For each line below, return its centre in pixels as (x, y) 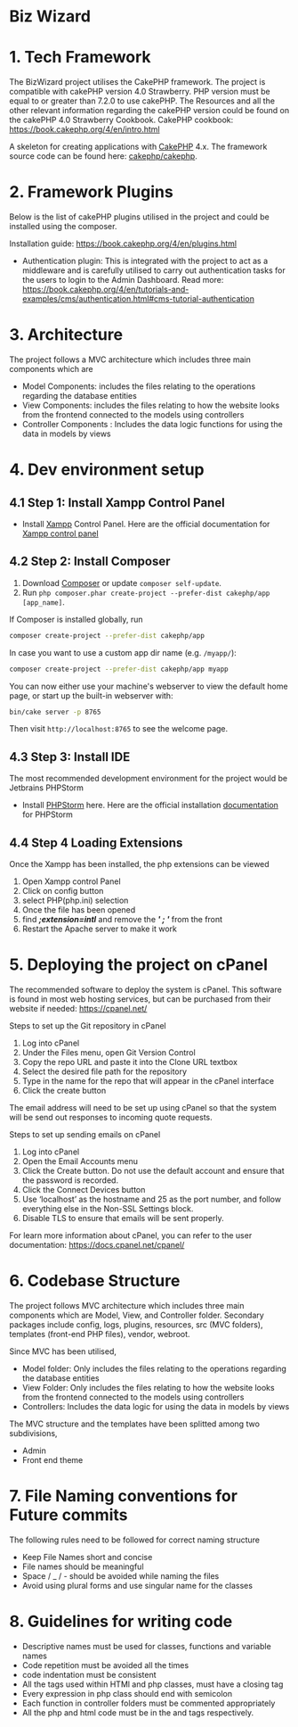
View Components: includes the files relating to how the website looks (151, 405)
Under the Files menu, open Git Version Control (109, 1053)
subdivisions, (33, 1433)
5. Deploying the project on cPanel (139, 965)
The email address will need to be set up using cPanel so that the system (143, 1107)
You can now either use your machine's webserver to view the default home (149, 686)
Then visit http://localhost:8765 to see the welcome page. (119, 729)
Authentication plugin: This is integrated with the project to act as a (145, 261)
